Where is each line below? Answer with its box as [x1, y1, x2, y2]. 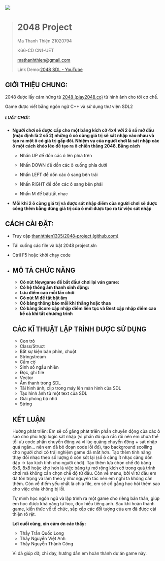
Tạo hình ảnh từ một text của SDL [19, 390, 88, 396]
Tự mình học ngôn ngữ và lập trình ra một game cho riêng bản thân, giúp [12, 495, 160, 501]
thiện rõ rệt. [12, 511, 36, 517]
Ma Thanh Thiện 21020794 [17, 37, 72, 44]
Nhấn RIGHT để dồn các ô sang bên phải [19, 181, 103, 187]
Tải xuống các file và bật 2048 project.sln [12, 242, 97, 248]
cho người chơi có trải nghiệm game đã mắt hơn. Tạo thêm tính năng [12, 449, 151, 455]
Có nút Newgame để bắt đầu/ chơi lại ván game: [19, 279, 120, 285]
